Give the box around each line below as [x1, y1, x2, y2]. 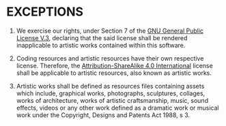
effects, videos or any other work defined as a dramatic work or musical [16, 104, 219, 112]
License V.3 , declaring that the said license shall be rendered [16, 33, 188, 42]
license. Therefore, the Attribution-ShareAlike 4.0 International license [16, 61, 213, 69]
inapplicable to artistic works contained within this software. [16, 41, 186, 49]
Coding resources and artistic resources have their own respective [16, 54, 204, 62]
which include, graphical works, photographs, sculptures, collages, [16, 89, 206, 97]
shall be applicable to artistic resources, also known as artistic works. [16, 69, 212, 77]
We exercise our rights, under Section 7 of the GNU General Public [16, 27, 204, 35]
